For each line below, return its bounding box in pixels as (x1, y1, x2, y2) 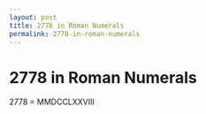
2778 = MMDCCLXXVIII (9, 96, 95, 107)
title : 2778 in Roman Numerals (9, 21, 125, 30)
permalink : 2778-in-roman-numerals (9, 29, 141, 38)
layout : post (9, 12, 57, 22)
